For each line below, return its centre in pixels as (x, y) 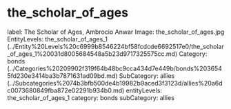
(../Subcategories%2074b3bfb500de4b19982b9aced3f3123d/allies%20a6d (115, 83)
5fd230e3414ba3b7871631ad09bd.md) (62, 76)
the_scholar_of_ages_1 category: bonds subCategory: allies (91, 97)
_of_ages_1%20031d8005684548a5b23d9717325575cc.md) (92, 54)
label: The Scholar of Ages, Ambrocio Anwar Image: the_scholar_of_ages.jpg (116, 32)
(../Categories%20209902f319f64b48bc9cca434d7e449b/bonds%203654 (115, 68)
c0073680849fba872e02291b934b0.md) (66, 90)
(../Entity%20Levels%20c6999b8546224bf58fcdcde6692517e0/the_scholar (115, 46)
